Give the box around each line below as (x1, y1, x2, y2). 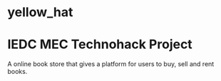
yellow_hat (7, 4, 73, 20)
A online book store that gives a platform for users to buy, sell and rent (7, 60, 215, 68)
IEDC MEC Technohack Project (7, 37, 192, 53)
